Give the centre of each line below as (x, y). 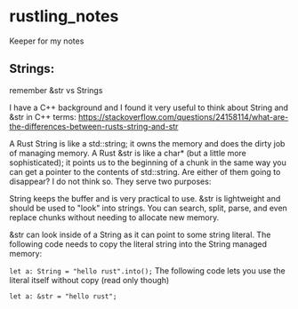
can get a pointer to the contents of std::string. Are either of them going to (145, 171)
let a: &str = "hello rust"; (63, 296)
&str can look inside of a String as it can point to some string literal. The (140, 234)
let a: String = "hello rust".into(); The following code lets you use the (148, 270)
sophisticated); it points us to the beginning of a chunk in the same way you (148, 162)
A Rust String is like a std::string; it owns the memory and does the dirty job (147, 143)
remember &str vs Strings (56, 90)
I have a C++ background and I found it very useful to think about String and (149, 107)
